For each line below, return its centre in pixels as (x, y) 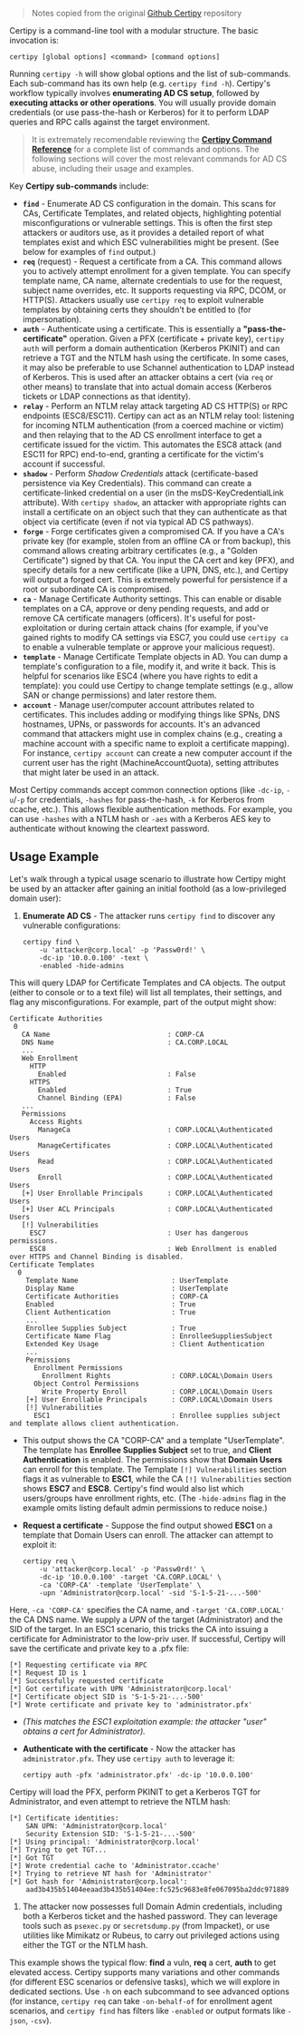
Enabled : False (117, 1074)
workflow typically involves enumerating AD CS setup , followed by (135, 93)
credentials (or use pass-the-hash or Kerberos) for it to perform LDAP (139, 112)
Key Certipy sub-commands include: (79, 186)
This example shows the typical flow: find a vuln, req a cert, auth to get (143, 1962)
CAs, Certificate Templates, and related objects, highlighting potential (152, 213)
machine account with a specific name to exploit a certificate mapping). (156, 744)
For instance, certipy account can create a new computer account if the (157, 753)
